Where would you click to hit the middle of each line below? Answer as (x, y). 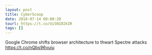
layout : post (19, 10)
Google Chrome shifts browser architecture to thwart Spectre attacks (76, 42)
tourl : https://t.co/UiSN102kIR (39, 24)
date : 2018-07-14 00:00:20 (33, 19)
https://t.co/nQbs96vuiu (30, 48)
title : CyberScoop (24, 14)
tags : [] (14, 28)
